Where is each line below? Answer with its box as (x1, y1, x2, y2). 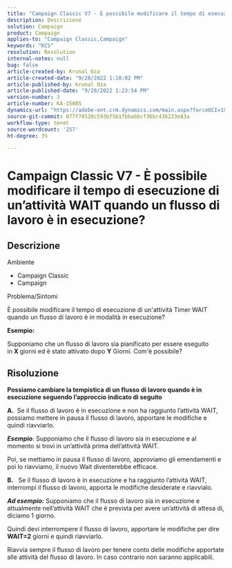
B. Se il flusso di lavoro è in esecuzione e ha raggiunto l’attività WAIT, (7, 476, 207, 484)
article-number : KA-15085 (7, 100, 81, 107)
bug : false (7, 62, 39, 68)
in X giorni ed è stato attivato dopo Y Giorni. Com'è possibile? (7, 347, 183, 356)
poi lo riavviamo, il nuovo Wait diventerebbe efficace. (7, 463, 158, 471)
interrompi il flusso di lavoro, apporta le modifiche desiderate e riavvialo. (7, 484, 213, 492)
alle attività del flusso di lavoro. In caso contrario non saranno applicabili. (7, 553, 215, 561)
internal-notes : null (7, 55, 70, 62)
